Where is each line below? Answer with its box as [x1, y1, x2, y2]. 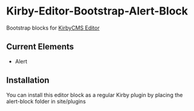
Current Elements [6, 42, 74, 52]
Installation [6, 75, 50, 86]
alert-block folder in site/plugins [6, 98, 86, 105]
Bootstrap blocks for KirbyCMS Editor [6, 24, 100, 31]
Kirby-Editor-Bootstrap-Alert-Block [6, 4, 189, 18]
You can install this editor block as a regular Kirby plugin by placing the [6, 91, 183, 98]
